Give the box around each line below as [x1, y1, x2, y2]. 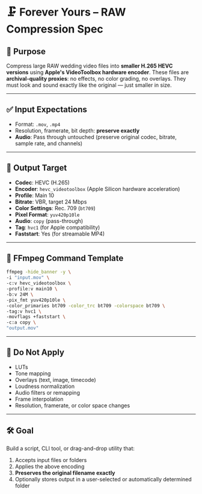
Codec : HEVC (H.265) [14, 179, 70, 186]
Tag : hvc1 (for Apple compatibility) [14, 224, 100, 231]
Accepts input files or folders [14, 456, 87, 463]
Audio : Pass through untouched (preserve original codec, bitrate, [14, 133, 177, 140]
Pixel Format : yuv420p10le [14, 211, 80, 218]
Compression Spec [6, 22, 103, 36]
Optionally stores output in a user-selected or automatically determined [14, 475, 192, 483]
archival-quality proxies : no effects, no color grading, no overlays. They [6, 75, 186, 82]
